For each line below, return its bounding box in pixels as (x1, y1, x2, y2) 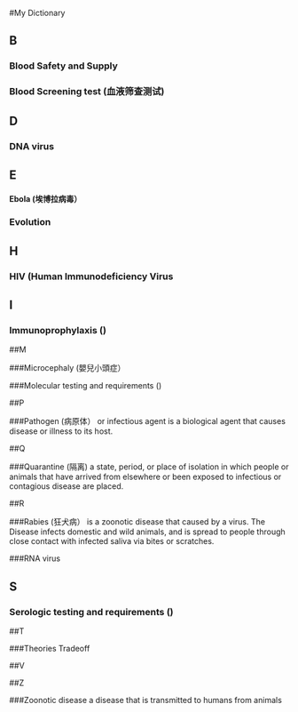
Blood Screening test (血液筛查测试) (9, 85, 165, 98)
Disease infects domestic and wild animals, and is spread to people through (9, 526, 286, 537)
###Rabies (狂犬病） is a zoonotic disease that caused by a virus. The (9, 516, 266, 527)
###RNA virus (9, 553, 60, 564)
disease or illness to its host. (9, 426, 114, 436)
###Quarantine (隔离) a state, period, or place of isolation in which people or (9, 461, 289, 472)
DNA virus (9, 140, 55, 152)
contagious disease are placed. (9, 481, 124, 492)
